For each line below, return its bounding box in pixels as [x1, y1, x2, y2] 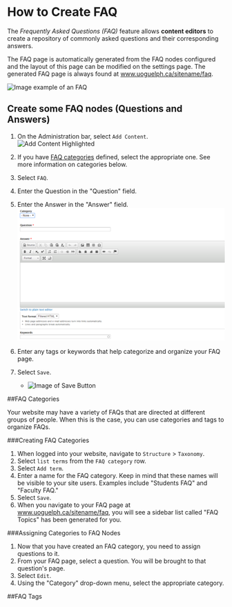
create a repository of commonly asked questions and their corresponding [7, 34, 219, 42]
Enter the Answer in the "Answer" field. [17, 200, 129, 208]
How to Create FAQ [7, 4, 118, 20]
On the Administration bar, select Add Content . [17, 132, 148, 140]
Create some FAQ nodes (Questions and [7, 103, 183, 115]
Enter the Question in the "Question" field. [17, 187, 137, 195]
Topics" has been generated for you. [17, 515, 122, 524]
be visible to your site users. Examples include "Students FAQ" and [17, 479, 208, 487]
